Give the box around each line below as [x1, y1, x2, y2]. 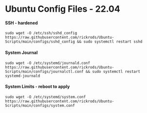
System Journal [5, 49, 38, 55]
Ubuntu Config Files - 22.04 [5, 3, 120, 15]
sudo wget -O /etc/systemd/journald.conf [5, 60, 91, 66]
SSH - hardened [5, 20, 38, 25]
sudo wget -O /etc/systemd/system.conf [5, 94, 86, 99]
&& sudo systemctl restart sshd [77, 39, 143, 45]
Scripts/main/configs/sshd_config [5, 39, 75, 45]
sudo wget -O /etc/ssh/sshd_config [5, 31, 77, 36]
